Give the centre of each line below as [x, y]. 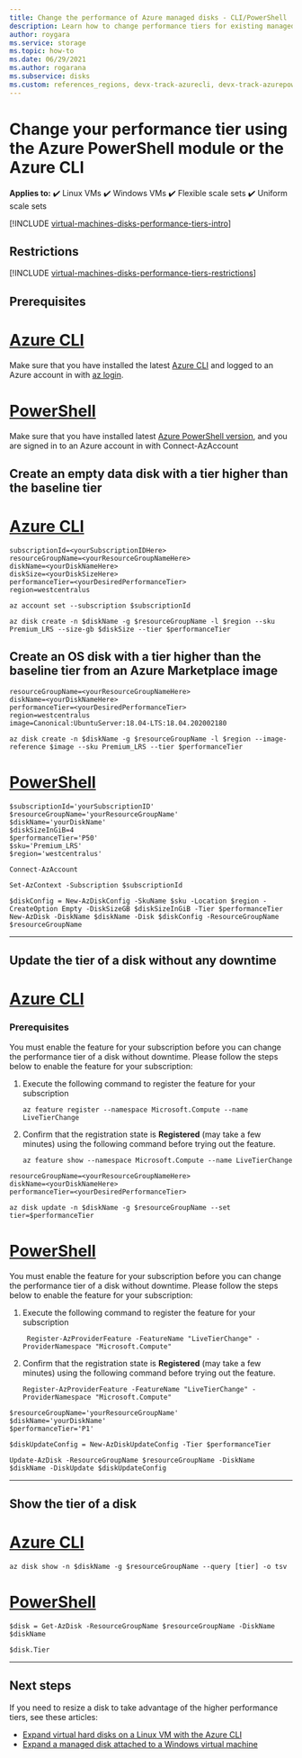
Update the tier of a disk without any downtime [143, 961]
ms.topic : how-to [42, 51]
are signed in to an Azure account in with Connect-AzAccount [124, 446]
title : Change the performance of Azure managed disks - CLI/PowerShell [148, 18]
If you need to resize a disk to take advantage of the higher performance [144, 1708]
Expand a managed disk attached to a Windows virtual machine [140, 1744]
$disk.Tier [30, 1650]
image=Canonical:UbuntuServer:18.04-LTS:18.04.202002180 [118, 723]
